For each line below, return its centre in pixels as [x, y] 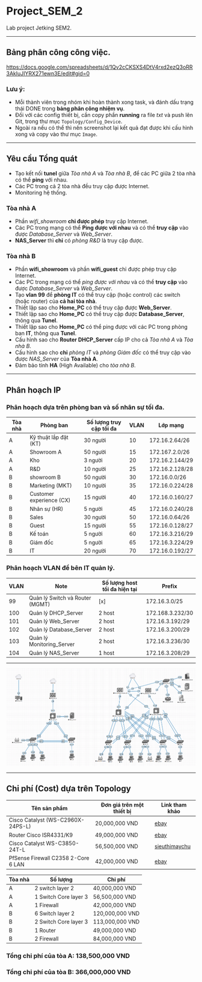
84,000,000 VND [115, 939]
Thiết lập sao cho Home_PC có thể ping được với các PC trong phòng [101, 327]
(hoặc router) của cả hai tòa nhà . [56, 301]
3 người [93, 460]
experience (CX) [50, 500]
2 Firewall [47, 939]
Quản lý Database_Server [60, 630]
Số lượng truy [104, 422]
